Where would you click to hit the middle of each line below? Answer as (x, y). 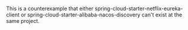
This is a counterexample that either (50, 9)
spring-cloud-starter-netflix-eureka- (139, 9)
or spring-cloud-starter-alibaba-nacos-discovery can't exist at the (101, 15)
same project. (23, 21)
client (13, 15)
